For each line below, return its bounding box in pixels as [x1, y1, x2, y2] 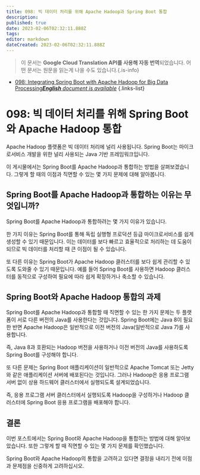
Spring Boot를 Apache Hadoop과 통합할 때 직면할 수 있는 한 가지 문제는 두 [6, 309, 181, 316]
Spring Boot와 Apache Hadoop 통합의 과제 [6, 292, 161, 302]
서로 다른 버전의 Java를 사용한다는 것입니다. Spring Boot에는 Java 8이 [17, 316, 182, 323]
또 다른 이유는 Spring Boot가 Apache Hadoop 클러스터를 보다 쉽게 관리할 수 [6, 258, 185, 265]
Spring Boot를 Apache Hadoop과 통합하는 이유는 [6, 190, 183, 200]
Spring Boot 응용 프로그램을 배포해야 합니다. [26, 399, 131, 406]
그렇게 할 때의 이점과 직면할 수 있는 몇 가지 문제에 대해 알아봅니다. [14, 170, 166, 177]
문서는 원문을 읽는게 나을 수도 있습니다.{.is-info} [27, 66, 140, 73]
